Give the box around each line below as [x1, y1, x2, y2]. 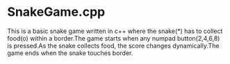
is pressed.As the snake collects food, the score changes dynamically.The [7, 41, 220, 50]
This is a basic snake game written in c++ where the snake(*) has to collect [7, 27, 223, 35]
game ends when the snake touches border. [7, 49, 133, 57]
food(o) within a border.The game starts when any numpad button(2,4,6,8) [7, 34, 220, 42]
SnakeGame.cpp [7, 4, 106, 20]
